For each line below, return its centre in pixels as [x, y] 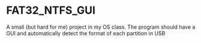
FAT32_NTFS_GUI [51, 10]
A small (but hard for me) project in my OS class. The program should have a [101, 27]
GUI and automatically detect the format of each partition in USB [86, 33]
